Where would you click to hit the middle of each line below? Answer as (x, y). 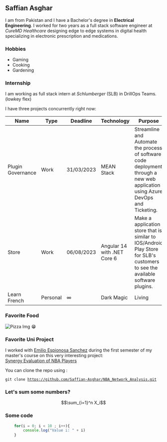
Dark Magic (115, 297)
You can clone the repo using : (37, 370)
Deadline (81, 121)
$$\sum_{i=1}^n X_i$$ (83, 403)
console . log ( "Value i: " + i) (54, 431)
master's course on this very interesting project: (54, 355)
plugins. (144, 287)
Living (142, 297)
